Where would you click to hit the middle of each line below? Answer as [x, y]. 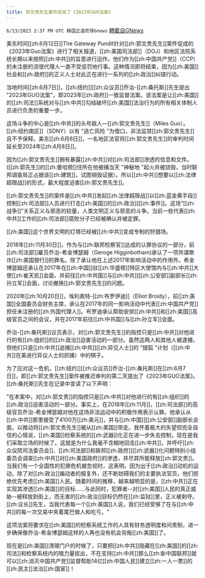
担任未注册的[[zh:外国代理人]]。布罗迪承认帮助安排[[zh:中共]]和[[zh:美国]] [99, 311]
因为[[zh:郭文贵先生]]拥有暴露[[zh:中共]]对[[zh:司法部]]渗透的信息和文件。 [99, 159]
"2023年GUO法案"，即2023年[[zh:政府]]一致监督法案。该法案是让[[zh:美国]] [102, 95]
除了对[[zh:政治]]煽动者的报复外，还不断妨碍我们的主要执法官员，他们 [105, 473]
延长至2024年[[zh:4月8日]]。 [43, 146]
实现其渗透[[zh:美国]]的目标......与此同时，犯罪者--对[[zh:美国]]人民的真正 [99, 488]
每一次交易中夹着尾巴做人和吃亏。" [65, 512]
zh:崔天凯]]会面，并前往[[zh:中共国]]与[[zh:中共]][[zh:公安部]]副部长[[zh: [107, 275]
